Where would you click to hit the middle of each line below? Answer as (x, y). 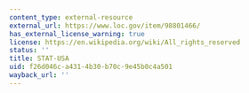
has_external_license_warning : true (77, 34)
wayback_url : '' (39, 75)
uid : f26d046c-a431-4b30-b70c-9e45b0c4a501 (91, 67)
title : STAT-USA (39, 58)
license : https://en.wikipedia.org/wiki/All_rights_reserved (125, 42)
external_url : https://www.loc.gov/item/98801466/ (105, 26)
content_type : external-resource (71, 17)
